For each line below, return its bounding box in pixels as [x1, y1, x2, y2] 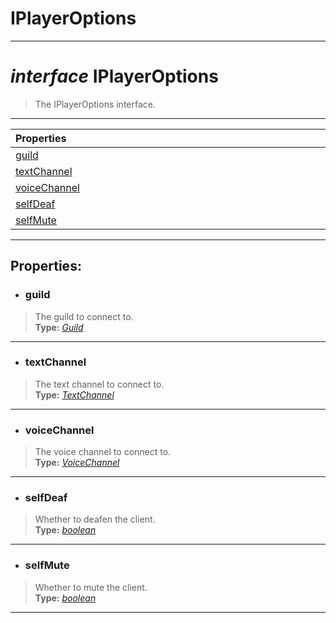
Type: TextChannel [34, 388, 115, 401]
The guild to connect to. [34, 310, 134, 322]
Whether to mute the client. [34, 581, 148, 593]
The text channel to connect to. [34, 378, 165, 390]
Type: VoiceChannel [34, 457, 120, 469]
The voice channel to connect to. [34, 446, 172, 458]
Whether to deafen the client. [34, 513, 156, 526]
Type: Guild [34, 321, 84, 333]
